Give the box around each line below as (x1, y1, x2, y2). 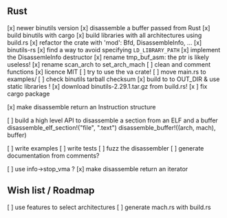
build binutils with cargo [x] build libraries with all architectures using (7, 31, 202, 39)
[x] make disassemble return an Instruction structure (7, 102, 156, 111)
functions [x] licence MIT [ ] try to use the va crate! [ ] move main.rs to (7, 67, 206, 76)
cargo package (7, 89, 50, 98)
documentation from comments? (7, 151, 100, 160)
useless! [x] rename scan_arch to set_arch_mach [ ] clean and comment (7, 60, 211, 68)
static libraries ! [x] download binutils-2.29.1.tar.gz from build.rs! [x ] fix (7, 82, 208, 90)
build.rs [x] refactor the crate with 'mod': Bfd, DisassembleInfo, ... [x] (7, 38, 202, 47)
